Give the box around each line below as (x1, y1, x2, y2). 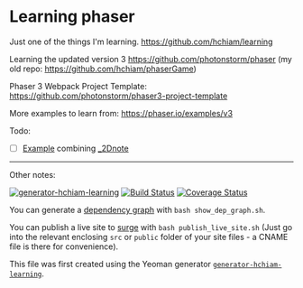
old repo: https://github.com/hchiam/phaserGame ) (9, 63, 197, 74)
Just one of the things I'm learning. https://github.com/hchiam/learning (9, 36, 273, 47)
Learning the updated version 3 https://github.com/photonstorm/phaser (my (9, 53, 293, 64)
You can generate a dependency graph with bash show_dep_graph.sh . (9, 205, 266, 215)
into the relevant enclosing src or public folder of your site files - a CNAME (9, 232, 289, 242)
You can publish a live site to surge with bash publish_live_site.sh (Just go (9, 222, 293, 232)
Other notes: (9, 170, 56, 180)
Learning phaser (9, 6, 135, 27)
